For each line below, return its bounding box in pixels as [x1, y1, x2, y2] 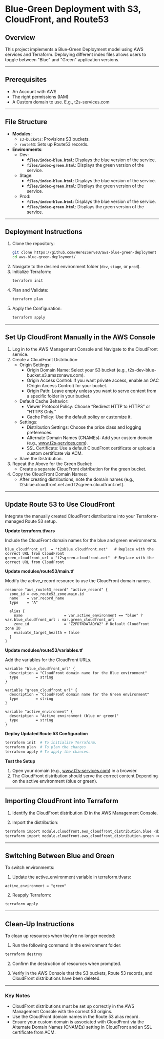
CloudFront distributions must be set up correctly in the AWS [12, 1003, 135, 1009]
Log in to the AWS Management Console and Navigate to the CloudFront [12, 346, 158, 352]
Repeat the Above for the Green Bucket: [12, 461, 93, 467]
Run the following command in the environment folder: [12, 942, 122, 948]
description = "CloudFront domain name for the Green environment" [9, 692, 150, 697]
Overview [5, 33, 36, 42]
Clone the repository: [12, 241, 55, 247]
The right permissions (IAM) [12, 94, 69, 99]
